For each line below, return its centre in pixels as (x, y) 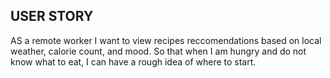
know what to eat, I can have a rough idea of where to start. (133, 61)
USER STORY (52, 16)
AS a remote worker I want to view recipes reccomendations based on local (166, 40)
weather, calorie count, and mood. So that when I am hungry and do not (158, 51)
